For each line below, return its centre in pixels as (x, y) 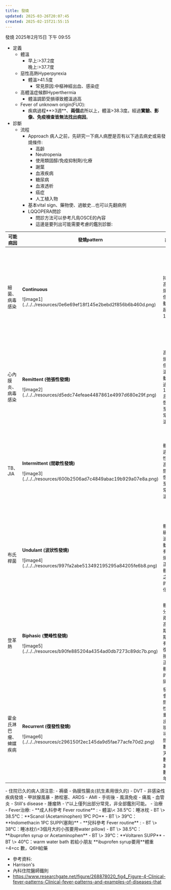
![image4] (33, 560)
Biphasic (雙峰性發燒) (45, 636)
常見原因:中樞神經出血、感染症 (67, 86)
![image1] (33, 299)
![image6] (33, 737)
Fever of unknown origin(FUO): (53, 105)
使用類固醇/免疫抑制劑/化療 (64, 161)
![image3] (33, 473)
